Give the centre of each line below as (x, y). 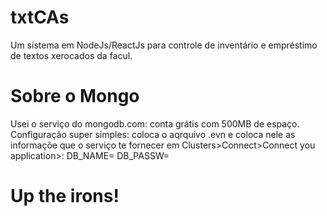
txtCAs (40, 17)
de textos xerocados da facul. (71, 55)
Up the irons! (65, 196)
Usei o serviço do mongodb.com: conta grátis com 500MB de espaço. (155, 123)
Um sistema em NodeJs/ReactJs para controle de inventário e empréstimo (164, 45)
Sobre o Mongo (75, 96)
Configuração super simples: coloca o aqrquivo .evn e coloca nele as (153, 134)
